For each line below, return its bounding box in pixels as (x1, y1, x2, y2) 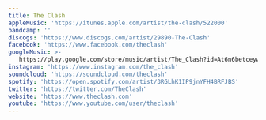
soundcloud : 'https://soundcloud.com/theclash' (8, 70, 169, 78)
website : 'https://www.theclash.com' (8, 92, 133, 100)
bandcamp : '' (8, 26, 51, 34)
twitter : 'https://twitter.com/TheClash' (8, 84, 147, 93)
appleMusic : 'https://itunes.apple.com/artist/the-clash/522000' (8, 19, 228, 27)
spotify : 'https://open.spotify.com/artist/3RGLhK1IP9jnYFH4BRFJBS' (8, 77, 239, 85)
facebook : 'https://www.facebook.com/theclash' (8, 41, 169, 49)
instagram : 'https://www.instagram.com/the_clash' (8, 63, 179, 71)
